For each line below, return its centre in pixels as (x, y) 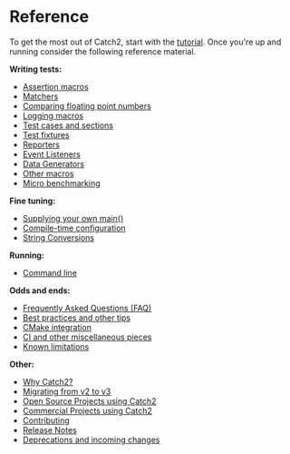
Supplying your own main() (73, 218)
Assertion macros (55, 86)
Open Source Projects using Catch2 (89, 400)
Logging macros (53, 115)
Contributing (46, 420)
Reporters (41, 144)
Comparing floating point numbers (87, 105)
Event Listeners (52, 154)
